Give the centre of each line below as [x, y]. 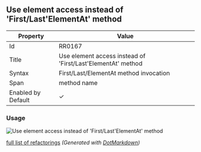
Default [19, 100]
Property [31, 36]
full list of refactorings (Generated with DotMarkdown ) [73, 142]
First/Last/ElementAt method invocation [115, 73]
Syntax [19, 73]
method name [78, 83]
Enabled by [25, 92]
